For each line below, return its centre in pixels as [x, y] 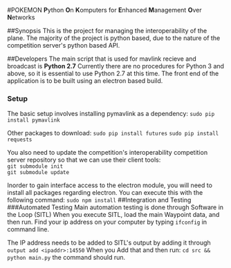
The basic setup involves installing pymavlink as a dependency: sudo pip [111, 114]
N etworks [21, 17]
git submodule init [35, 166]
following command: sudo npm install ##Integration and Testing [99, 200]
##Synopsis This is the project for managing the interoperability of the [107, 31]
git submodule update [38, 173]
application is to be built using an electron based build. [85, 81]
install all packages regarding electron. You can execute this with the [105, 193]
